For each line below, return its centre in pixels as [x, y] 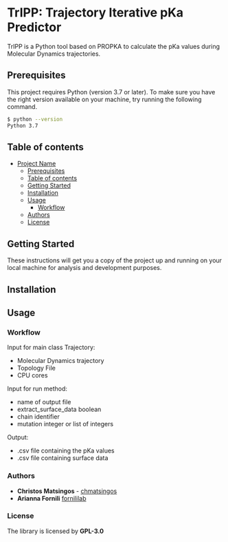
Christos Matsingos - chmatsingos [67, 491]
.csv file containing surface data [62, 458]
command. [22, 106]
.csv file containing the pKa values [66, 451]
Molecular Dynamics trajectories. [54, 54]
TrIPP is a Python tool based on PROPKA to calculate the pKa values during [113, 46]
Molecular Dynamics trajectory [60, 361]
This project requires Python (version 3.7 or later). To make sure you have [111, 92]
